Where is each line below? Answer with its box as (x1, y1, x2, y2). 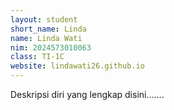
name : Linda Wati (10, 33, 83, 43)
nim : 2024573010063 (10, 42, 92, 53)
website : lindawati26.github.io (10, 61, 145, 71)
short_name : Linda (10, 24, 87, 34)
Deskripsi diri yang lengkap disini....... (10, 89, 165, 100)
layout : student (10, 14, 78, 25)
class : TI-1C (10, 52, 65, 62)
